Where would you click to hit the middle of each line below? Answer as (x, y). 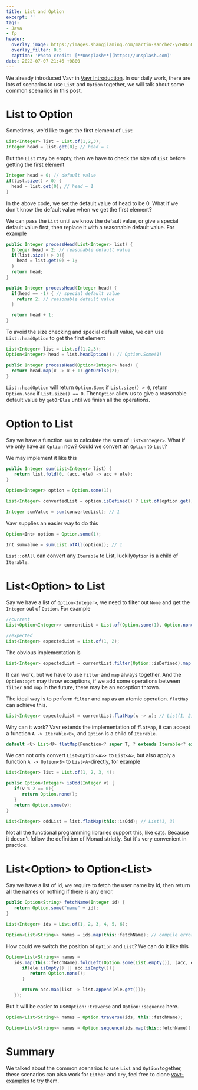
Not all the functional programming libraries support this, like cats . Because (98, 833)
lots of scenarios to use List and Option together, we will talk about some (95, 84)
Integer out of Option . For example (48, 609)
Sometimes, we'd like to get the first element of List (70, 131)
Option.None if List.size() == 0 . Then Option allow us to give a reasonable (96, 394)
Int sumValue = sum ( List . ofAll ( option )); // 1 (64, 544)
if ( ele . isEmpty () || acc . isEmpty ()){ (68, 968)
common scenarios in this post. (44, 90)
